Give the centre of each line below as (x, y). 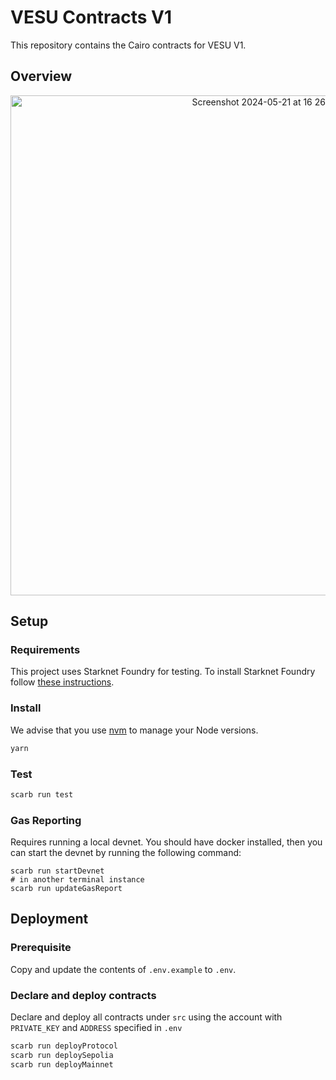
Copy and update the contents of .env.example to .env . (123, 969)
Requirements (45, 650)
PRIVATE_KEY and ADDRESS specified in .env (96, 1028)
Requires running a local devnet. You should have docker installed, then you (166, 842)
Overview (41, 76)
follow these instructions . (62, 682)
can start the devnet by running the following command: (126, 853)
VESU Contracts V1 (91, 17)
